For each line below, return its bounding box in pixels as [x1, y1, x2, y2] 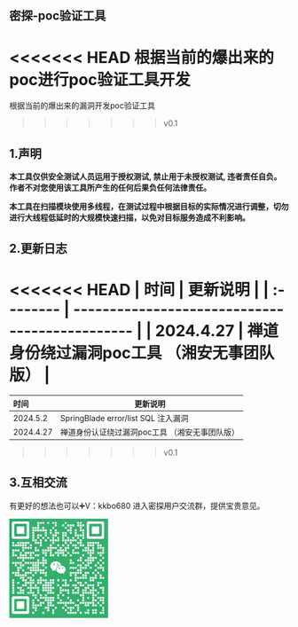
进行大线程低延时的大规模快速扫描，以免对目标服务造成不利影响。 [9, 212, 250, 223]
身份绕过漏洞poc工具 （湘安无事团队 [9, 342, 275, 363]
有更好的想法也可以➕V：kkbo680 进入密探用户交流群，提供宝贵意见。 [9, 500, 265, 511]
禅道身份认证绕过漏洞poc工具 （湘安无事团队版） [60, 427, 239, 437]
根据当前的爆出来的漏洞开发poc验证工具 [9, 100, 155, 111]
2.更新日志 [9, 240, 68, 255]
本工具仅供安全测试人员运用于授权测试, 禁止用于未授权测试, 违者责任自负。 [9, 171, 282, 182]
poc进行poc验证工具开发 [9, 69, 191, 90]
